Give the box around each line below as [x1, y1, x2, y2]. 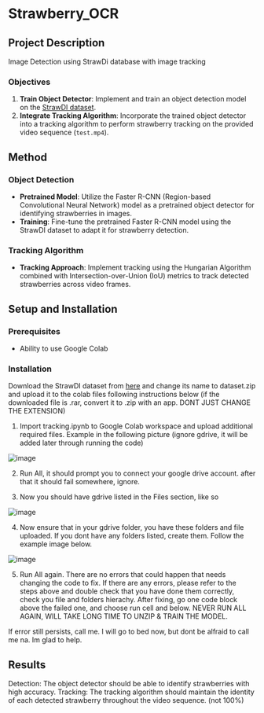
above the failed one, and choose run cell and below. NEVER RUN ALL [19, 603, 247, 613]
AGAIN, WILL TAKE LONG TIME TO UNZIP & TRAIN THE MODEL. [19, 612, 228, 621]
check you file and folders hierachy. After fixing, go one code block [19, 595, 238, 605]
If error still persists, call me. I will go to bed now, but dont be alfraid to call [8, 627, 250, 637]
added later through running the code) [19, 438, 144, 448]
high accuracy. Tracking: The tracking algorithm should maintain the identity [8, 687, 255, 696]
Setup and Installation [8, 302, 118, 315]
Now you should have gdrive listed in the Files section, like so [19, 492, 219, 502]
